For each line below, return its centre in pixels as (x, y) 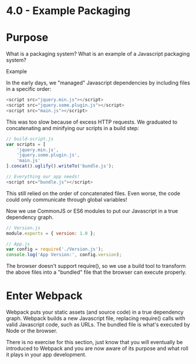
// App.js (18, 244)
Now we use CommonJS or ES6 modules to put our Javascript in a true (92, 211)
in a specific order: (29, 89)
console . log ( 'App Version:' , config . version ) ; (64, 255)
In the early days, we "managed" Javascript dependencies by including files (98, 83)
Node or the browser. (32, 331)
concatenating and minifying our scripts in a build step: (72, 128)
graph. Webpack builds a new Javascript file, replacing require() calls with (96, 318)
